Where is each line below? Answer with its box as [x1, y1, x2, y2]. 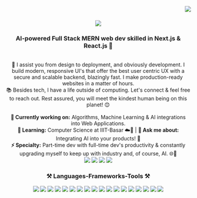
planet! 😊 [86, 101, 110, 108]
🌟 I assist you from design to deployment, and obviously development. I [11, 61, 185, 68]
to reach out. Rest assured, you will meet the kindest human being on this [9, 95, 188, 102]
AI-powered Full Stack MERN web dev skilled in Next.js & [15, 35, 181, 43]
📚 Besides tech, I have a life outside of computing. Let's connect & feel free [6, 86, 191, 93]
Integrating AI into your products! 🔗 [55, 135, 141, 142]
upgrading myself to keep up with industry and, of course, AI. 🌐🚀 [19, 150, 177, 157]
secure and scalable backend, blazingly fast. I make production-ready [14, 73, 183, 81]
